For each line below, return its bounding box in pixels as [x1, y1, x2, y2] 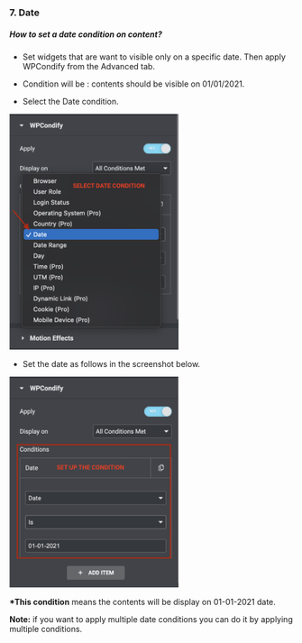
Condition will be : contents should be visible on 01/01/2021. [22, 78, 245, 89]
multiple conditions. [9, 623, 83, 634]
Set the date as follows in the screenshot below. [22, 359, 201, 370]
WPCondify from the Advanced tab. [22, 60, 156, 71]
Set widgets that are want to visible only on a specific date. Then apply [22, 51, 287, 62]
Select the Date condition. [22, 96, 119, 106]
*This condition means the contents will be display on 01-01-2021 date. [9, 596, 277, 607]
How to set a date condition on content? [9, 29, 162, 40]
